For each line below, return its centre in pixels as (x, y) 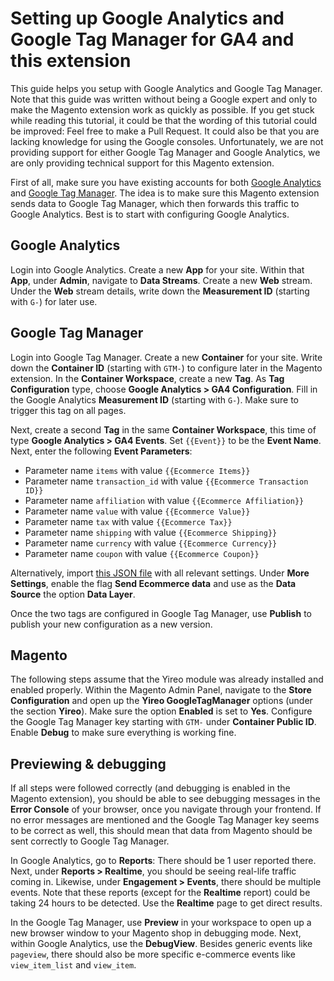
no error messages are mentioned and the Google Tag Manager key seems (165, 820)
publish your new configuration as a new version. (111, 624)
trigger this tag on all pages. (68, 410)
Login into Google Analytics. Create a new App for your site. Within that (157, 269)
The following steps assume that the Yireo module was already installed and (167, 679)
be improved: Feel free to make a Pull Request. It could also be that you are (165, 131)
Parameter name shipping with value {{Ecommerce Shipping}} (151, 532)
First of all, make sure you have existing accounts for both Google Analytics (166, 182)
